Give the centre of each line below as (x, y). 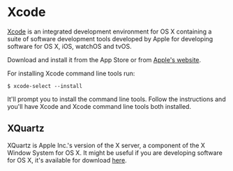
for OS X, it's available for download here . (67, 160)
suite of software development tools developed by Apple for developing (110, 38)
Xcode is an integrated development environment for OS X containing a (110, 31)
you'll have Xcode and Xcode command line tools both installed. (99, 106)
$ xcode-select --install (45, 86)
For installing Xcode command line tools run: (71, 73)
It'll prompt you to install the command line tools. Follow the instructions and (116, 99)
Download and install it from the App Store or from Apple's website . (104, 59)
